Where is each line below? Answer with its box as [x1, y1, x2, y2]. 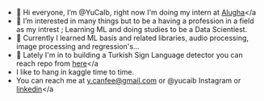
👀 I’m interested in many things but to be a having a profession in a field [15, 16, 254, 26]
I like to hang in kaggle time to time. [15, 67, 135, 76]
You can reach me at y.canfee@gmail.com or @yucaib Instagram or [15, 76, 241, 85]
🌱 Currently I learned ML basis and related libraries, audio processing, [15, 33, 249, 42]
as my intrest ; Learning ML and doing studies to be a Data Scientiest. [15, 25, 248, 34]
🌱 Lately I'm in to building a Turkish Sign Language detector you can [15, 50, 244, 59]
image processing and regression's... [15, 42, 140, 51]
